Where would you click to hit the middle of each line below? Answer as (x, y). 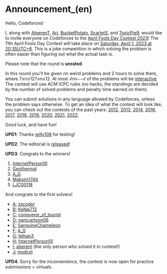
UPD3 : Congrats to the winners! (38, 153)
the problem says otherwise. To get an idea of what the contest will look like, (84, 104)
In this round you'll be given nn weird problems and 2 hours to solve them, (82, 73)
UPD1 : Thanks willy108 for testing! (40, 134)
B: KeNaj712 (25, 209)
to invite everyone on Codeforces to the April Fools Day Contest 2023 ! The (82, 38)
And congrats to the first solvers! (39, 194)
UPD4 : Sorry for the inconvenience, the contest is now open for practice (80, 261)
